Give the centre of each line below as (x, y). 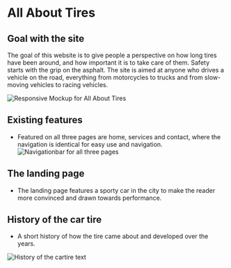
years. (26, 244)
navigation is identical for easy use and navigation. (90, 144)
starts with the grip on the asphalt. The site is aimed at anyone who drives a (116, 70)
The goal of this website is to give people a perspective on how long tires (112, 55)
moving (18, 85)
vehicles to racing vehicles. (69, 85)
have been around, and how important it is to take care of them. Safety (109, 63)
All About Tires (51, 13)
